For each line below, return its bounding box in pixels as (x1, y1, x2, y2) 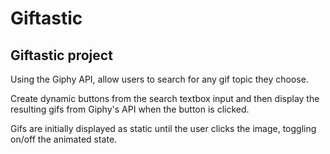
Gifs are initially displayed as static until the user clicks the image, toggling (10, 123, 317, 134)
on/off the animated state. (10, 133, 118, 145)
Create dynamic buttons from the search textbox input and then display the (10, 93, 320, 104)
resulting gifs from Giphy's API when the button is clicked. (10, 103, 250, 115)
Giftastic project (10, 47, 113, 64)
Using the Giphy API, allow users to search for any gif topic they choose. (10, 73, 309, 85)
